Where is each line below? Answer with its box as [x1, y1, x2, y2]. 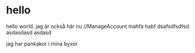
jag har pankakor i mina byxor [6, 40, 78, 47]
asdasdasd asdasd [6, 29, 52, 36]
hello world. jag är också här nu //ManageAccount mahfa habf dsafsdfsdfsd [6, 23, 189, 30]
